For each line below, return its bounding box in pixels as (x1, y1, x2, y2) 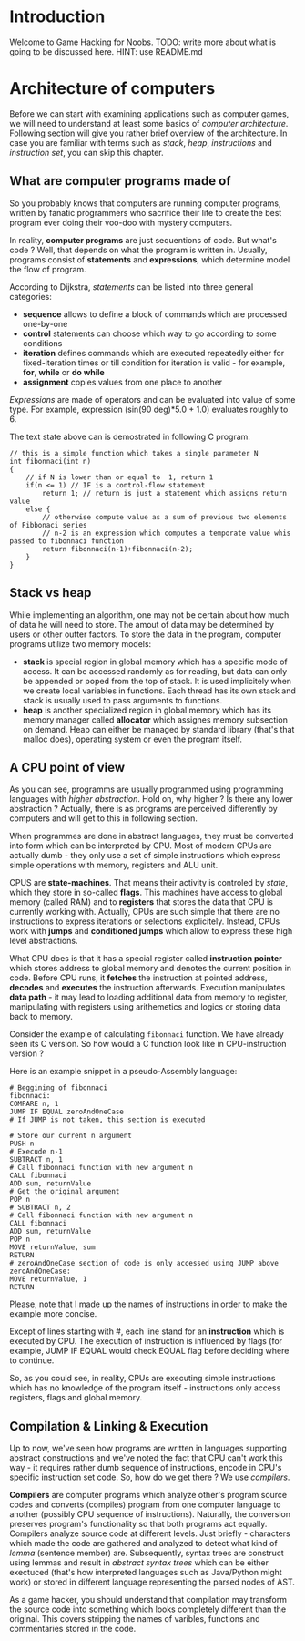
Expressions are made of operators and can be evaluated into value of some (9, 394, 296, 405)
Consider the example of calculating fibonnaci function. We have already (9, 1029, 284, 1040)
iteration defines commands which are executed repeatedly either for (22, 347, 285, 358)
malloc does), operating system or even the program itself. (22, 733, 243, 744)
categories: (9, 291, 52, 302)
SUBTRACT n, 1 (9, 1155, 64, 1164)
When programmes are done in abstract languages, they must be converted (9, 831, 294, 842)
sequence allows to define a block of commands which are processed (22, 308, 288, 320)
